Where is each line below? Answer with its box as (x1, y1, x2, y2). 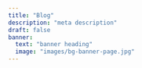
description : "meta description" (8, 19, 118, 27)
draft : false (8, 26, 51, 34)
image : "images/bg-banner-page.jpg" (15, 48, 135, 55)
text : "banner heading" (15, 41, 93, 48)
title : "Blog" (8, 11, 55, 20)
